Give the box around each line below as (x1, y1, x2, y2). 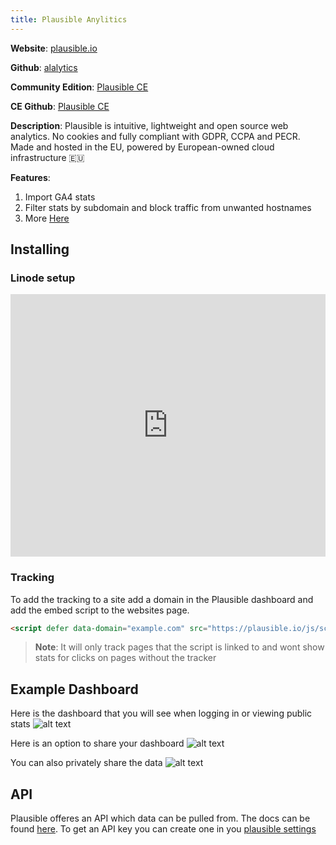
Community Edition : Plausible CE (10, 81, 149, 93)
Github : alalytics (10, 61, 78, 73)
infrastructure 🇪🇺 (10, 151, 85, 163)
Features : (10, 171, 51, 183)
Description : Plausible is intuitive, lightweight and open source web (10, 119, 289, 131)
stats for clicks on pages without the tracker (34, 652, 217, 664)
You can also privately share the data (10, 757, 163, 769)
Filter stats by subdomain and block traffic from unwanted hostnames (24, 201, 312, 213)
